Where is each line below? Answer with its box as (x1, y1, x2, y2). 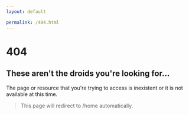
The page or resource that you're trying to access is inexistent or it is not (6, 84, 183, 91)
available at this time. (6, 90, 58, 98)
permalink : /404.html (6, 19, 60, 25)
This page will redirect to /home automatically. (20, 102, 133, 109)
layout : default (6, 8, 46, 15)
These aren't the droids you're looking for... (6, 69, 170, 79)
